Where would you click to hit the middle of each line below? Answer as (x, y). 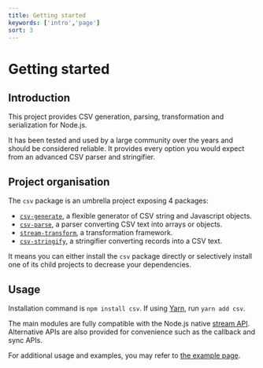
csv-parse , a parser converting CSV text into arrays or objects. (121, 224)
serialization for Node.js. (48, 125)
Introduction (39, 98)
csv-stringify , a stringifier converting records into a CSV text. (121, 241)
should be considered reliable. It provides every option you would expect (126, 149)
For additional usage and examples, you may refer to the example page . (124, 355)
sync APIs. (26, 340)
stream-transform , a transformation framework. (96, 233)
